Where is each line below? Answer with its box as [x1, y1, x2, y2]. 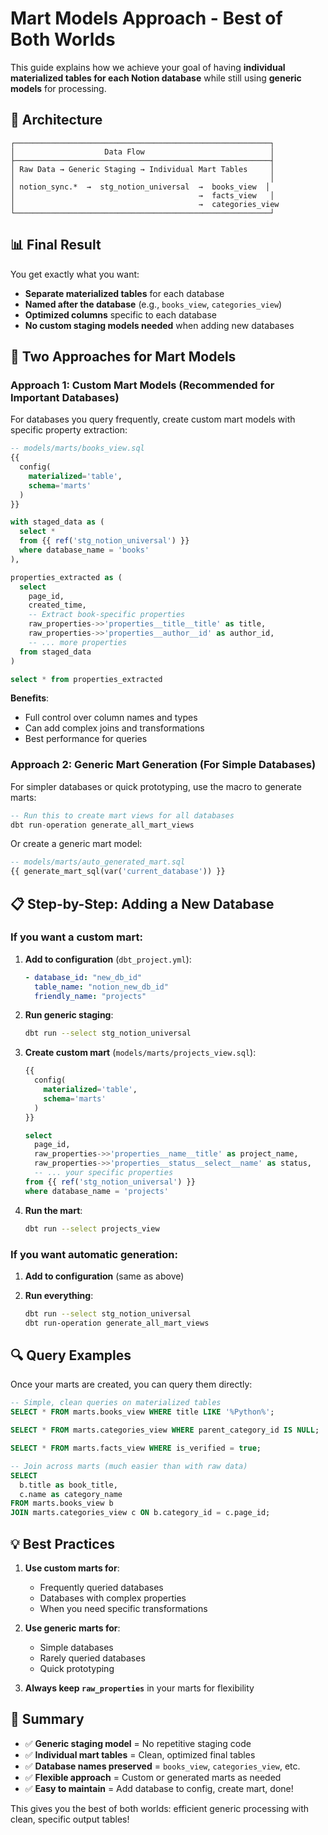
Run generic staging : [24, 1009, 114, 1021]
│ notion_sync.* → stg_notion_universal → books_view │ [10, 182, 271, 192]
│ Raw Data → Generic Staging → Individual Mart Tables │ [10, 164, 275, 174]
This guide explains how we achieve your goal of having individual [10, 61, 286, 73]
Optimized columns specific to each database [24, 308, 217, 321]
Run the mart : [24, 1204, 83, 1216]
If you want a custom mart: [10, 930, 143, 944]
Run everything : [24, 1289, 94, 1301]
